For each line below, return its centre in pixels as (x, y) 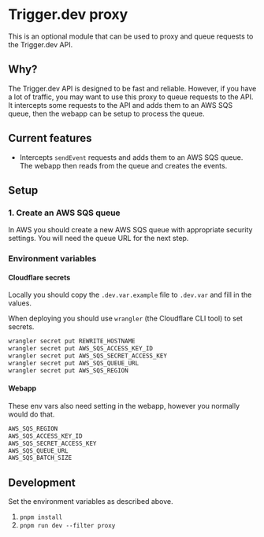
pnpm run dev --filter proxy (67, 526)
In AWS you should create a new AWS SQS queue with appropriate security (130, 230)
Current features (50, 138)
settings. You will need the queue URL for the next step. (99, 239)
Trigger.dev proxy (68, 15)
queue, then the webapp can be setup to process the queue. (106, 113)
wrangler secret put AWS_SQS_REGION (68, 370)
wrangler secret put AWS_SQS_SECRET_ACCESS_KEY (88, 356)
